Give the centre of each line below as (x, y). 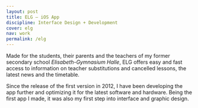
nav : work (18, 34)
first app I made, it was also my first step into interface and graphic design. (98, 99)
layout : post (22, 12)
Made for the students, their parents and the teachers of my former (88, 56)
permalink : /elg (26, 39)
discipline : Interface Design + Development (62, 22)
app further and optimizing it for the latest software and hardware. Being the (99, 92)
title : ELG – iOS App (33, 17)
